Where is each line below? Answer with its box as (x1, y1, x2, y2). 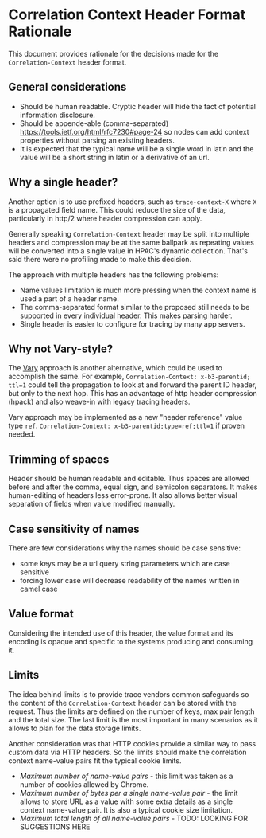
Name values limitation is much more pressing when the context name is (19, 285, 257, 295)
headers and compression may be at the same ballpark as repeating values (8, 237, 254, 247)
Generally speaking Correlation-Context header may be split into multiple (8, 229, 250, 238)
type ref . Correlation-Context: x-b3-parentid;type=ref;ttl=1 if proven (8, 421, 245, 431)
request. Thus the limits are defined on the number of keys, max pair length (8, 707, 255, 716)
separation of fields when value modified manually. (8, 499, 175, 509)
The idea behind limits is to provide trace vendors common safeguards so (8, 689, 249, 699)
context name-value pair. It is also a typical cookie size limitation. (19, 805, 233, 814)
